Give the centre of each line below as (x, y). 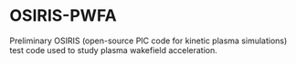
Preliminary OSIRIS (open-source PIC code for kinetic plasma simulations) (148, 41)
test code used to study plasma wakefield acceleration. (113, 50)
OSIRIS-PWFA (63, 16)
